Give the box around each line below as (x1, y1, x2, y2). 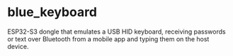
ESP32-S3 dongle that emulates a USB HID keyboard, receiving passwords (7, 27, 226, 36)
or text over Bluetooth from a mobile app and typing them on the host (7, 34, 210, 43)
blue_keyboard (7, 4, 98, 20)
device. (7, 42, 29, 50)
